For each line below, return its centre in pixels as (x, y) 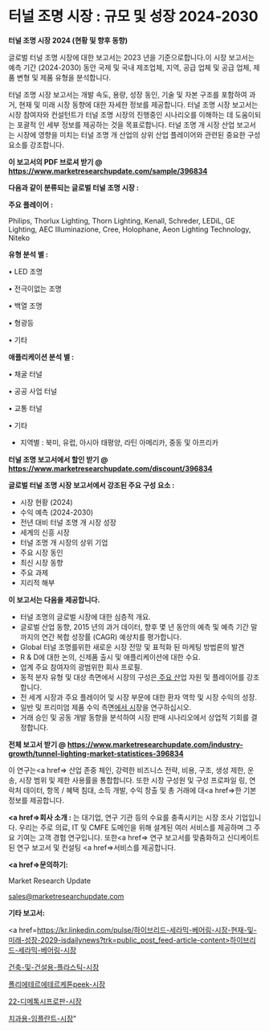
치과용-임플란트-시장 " (43, 1018)
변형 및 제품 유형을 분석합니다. (64, 77)
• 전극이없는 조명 (35, 288)
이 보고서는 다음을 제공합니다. (54, 599)
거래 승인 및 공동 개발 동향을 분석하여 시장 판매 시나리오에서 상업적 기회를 (134, 717)
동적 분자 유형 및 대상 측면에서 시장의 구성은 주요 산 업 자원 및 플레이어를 (132, 677)
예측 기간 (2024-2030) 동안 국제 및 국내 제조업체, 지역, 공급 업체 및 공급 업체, (130, 67)
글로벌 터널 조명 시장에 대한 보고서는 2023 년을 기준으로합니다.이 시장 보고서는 (132, 57)
